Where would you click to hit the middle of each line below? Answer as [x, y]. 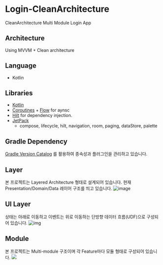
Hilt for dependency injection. [42, 115]
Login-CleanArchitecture [57, 9]
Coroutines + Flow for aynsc [41, 110]
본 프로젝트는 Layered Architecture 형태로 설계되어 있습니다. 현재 [68, 182]
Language [21, 66]
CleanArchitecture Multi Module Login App [48, 23]
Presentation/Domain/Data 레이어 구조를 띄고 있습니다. [59, 188]
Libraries [19, 93]
